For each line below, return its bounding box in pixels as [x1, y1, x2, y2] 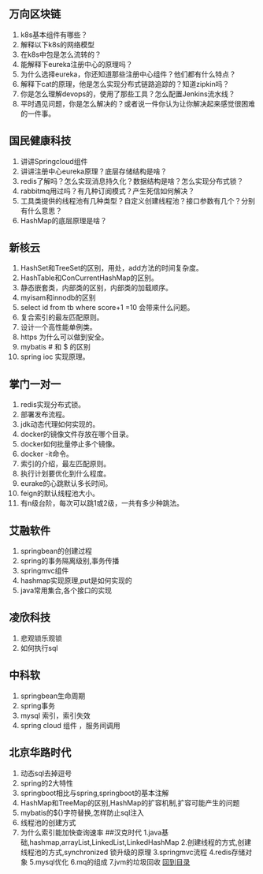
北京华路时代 [9, 746, 72, 760]
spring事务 [20, 700, 56, 710]
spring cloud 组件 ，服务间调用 [20, 720, 120, 730]
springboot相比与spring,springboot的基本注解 [20, 788, 169, 797]
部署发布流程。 [20, 409, 69, 420]
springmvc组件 [20, 566, 69, 576]
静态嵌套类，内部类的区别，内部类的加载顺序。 [20, 283, 172, 293]
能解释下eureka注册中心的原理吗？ [20, 59, 133, 69]
